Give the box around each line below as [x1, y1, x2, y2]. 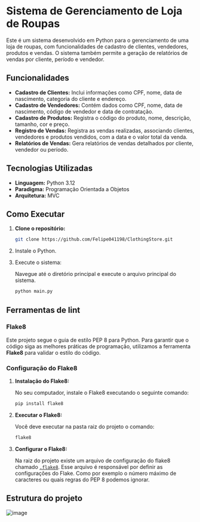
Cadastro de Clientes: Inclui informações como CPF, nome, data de [14, 88, 182, 96]
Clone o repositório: [14, 225, 66, 232]
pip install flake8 [14, 401, 64, 407]
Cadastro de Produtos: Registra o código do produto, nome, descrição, [14, 114, 192, 121]
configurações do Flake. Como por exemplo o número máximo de [14, 469, 177, 477]
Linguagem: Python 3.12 [14, 179, 76, 186]
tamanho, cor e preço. [14, 121, 70, 128]
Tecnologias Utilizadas [6, 163, 93, 174]
